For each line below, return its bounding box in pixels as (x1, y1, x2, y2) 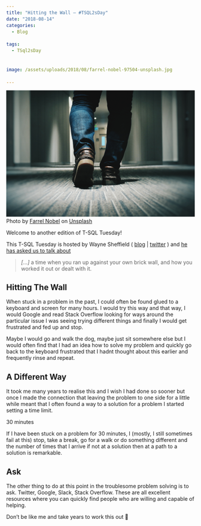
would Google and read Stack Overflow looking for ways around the (6, 311, 173, 318)
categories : (6, 22, 36, 28)
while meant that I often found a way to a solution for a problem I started (6, 401, 184, 408)
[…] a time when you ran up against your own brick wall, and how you (20, 259, 193, 266)
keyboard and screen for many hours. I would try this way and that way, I (6, 305, 186, 312)
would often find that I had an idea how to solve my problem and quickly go (6, 342, 192, 349)
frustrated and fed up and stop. (6, 324, 84, 331)
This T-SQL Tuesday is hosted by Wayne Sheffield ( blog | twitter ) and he (6, 241, 188, 248)
